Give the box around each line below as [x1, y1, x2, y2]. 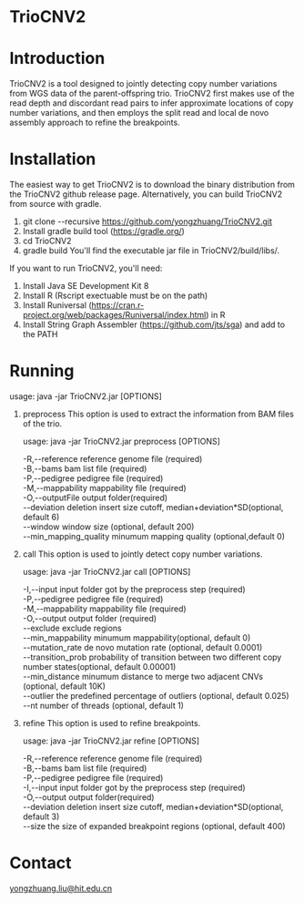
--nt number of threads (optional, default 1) [22, 700, 185, 711]
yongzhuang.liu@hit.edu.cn [9, 882, 113, 894]
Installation [9, 149, 96, 169]
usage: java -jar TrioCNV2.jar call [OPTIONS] [22, 567, 191, 577]
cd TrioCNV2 [22, 235, 72, 247]
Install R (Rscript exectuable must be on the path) [22, 290, 208, 302]
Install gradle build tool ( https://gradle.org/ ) [22, 226, 185, 237]
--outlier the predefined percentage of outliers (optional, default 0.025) [22, 691, 289, 701]
